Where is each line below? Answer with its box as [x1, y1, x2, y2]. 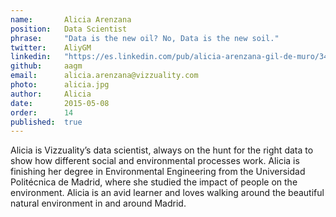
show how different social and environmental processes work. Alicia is [10, 155, 300, 167]
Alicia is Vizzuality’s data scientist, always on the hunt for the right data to [10, 144, 314, 156]
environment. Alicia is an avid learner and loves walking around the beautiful [10, 187, 325, 199]
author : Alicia [10, 89, 92, 99]
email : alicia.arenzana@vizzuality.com [10, 71, 199, 81]
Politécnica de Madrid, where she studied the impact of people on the [10, 176, 298, 188]
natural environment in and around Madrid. [10, 197, 187, 210]
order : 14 [10, 107, 74, 118]
